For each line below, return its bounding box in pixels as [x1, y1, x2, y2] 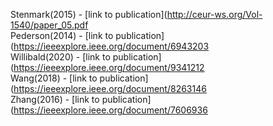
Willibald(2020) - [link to [10, 51, 111, 63]
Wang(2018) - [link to [10, 72, 98, 84]
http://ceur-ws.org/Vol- [166, 9, 263, 20]
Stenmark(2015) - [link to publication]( [10, 9, 168, 20]
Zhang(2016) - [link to [10, 94, 100, 105]
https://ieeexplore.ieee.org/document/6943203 [13, 40, 210, 52]
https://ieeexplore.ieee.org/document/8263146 [13, 83, 207, 94]
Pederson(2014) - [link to [10, 30, 114, 41]
